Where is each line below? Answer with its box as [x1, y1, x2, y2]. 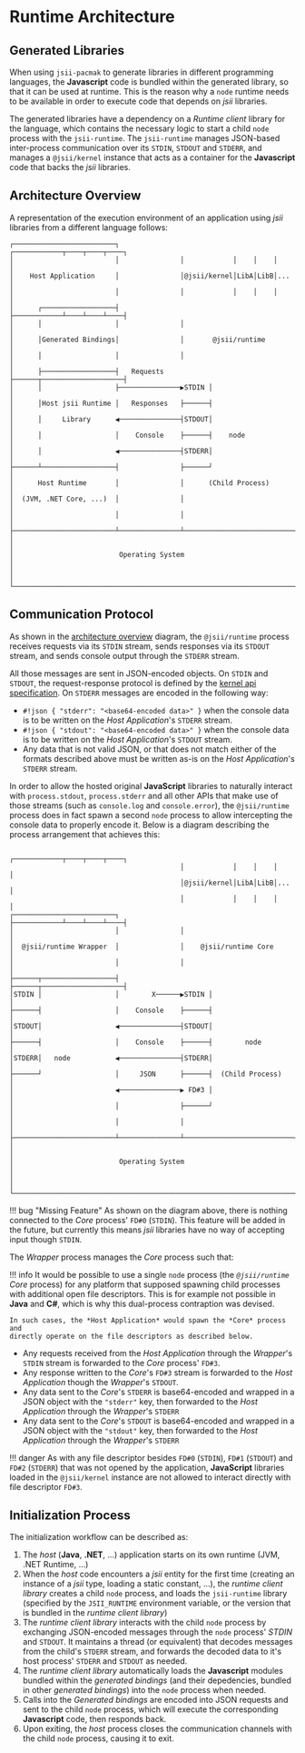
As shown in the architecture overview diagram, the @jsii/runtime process [9, 631, 290, 642]
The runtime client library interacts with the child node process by [22, 1617, 267, 1628]
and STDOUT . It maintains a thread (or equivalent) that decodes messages [22, 1636, 293, 1647]
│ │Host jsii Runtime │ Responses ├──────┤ [9, 399, 213, 408]
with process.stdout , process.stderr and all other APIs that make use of [9, 790, 279, 801]
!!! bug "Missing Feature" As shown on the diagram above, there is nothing [9, 1204, 288, 1216]
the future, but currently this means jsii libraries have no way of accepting [9, 1224, 285, 1235]
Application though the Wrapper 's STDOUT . [22, 1376, 179, 1387]
